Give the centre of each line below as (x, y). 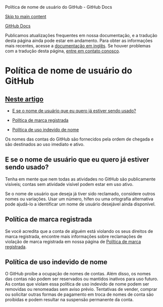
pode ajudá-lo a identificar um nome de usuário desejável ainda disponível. (80, 204)
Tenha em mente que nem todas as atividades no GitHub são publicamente (80, 179)
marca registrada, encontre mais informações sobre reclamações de (74, 236)
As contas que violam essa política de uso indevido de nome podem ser (77, 284)
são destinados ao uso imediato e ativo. (45, 144)
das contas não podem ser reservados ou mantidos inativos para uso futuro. (82, 279)
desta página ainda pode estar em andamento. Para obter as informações (79, 41)
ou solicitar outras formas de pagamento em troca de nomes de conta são (80, 294)
